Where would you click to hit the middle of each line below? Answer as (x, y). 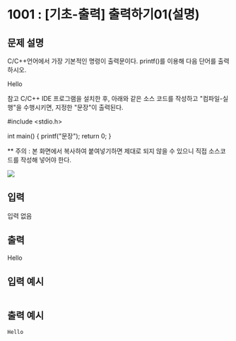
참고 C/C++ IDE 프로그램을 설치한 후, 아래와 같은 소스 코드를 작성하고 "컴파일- (115, 98)
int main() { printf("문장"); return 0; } (59, 136)
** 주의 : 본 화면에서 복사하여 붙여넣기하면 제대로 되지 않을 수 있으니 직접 (107, 151)
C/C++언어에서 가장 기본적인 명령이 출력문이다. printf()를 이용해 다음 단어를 (112, 61)
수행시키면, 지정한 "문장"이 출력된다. (73, 107)
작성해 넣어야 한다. (46, 160)
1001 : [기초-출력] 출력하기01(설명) (104, 14)
